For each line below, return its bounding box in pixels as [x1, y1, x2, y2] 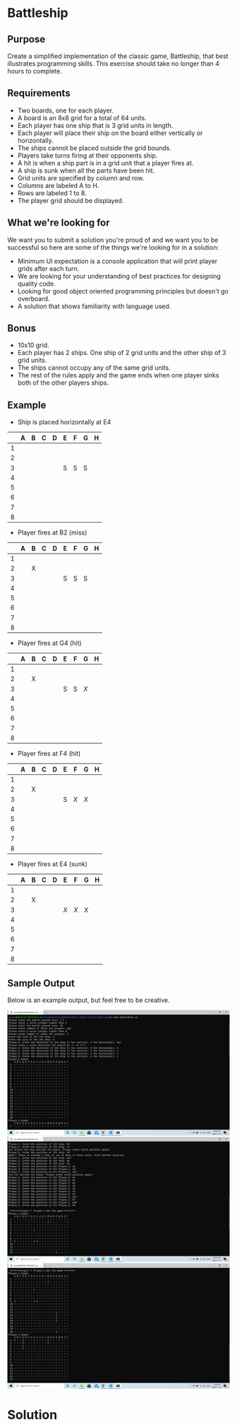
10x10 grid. [17, 341, 49, 349]
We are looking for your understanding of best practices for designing [17, 272, 221, 280]
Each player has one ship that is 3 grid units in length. [17, 121, 174, 129]
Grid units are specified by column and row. [17, 173, 145, 182]
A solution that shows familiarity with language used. [17, 302, 171, 310]
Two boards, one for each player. [17, 106, 114, 115]
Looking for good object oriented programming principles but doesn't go [17, 286, 229, 295]
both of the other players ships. [17, 378, 109, 387]
